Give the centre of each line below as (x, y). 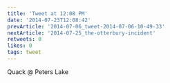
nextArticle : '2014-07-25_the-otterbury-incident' (82, 33)
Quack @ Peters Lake (38, 72)
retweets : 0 (24, 39)
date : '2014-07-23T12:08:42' (49, 20)
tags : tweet (24, 53)
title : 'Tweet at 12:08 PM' (48, 13)
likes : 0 (20, 46)
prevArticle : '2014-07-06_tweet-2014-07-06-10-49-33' (86, 26)
